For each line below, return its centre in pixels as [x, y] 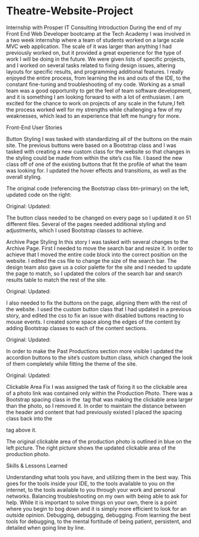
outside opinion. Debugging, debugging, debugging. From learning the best [99, 515]
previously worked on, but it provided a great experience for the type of [94, 52]
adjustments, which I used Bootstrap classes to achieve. [75, 230]
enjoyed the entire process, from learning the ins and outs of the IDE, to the [98, 78]
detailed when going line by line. [46, 527]
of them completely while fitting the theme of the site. [72, 363]
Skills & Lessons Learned [37, 466]
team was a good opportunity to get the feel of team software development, [99, 90]
